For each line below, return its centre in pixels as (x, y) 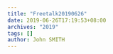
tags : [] (20, 33)
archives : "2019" (33, 27)
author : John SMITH (36, 40)
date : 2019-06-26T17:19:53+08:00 (57, 20)
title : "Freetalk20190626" (47, 14)
